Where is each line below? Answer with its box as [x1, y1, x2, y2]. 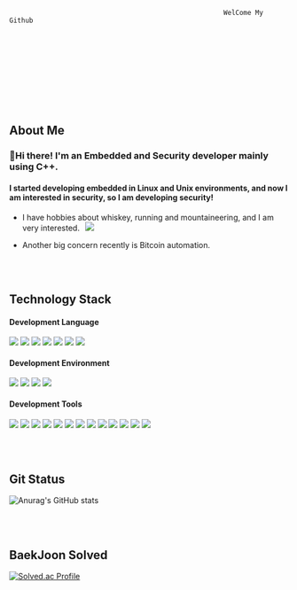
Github [9, 16, 34, 25]
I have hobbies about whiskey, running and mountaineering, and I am [21, 212, 275, 222]
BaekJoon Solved [9, 547, 108, 563]
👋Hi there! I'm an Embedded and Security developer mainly [9, 150, 269, 162]
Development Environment [9, 357, 110, 368]
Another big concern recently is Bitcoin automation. [21, 239, 211, 250]
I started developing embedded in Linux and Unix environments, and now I [9, 182, 288, 193]
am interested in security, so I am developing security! [9, 191, 215, 203]
